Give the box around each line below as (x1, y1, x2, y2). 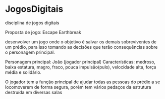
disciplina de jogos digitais (5, 20, 59, 26)
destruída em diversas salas (5, 89, 62, 95)
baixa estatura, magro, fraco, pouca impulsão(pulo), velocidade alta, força (5, 64, 157, 70)
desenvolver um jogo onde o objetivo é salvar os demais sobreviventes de (5, 38, 157, 45)
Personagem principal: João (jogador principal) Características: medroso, (5, 59, 156, 65)
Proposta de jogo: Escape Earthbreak (5, 29, 82, 35)
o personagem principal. (5, 49, 55, 55)
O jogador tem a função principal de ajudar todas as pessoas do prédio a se (5, 79, 160, 85)
